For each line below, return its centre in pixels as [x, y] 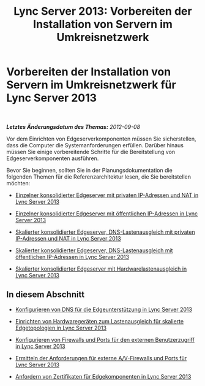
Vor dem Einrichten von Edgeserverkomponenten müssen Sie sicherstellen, [102, 139]
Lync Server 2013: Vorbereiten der [103, 11]
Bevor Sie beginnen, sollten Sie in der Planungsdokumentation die [89, 170]
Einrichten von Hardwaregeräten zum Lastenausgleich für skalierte [99, 321]
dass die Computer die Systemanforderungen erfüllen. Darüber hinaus [95, 145]
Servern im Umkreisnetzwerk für [91, 85]
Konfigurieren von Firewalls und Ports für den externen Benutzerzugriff [105, 339]
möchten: [18, 183]
